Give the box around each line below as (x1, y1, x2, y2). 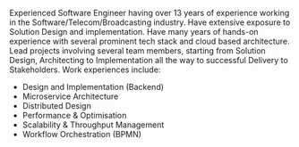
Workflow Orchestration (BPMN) (21, 129, 141, 139)
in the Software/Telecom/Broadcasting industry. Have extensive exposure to (9, 17, 291, 28)
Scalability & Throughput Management (21, 119, 165, 130)
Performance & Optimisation (21, 110, 127, 120)
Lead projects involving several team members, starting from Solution (9, 45, 266, 56)
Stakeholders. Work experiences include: (9, 64, 161, 75)
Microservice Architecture (21, 91, 119, 102)
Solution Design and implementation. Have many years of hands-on (9, 27, 259, 37)
